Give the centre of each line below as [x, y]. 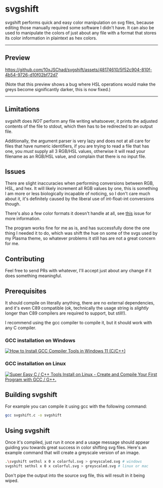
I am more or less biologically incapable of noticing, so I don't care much [78, 194]
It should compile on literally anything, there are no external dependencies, [80, 303]
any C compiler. [21, 328]
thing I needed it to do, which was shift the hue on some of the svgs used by [81, 233]
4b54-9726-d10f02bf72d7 [32, 75]
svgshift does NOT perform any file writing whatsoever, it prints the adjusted [81, 121]
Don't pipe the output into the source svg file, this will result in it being [75, 475]
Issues [15, 171]
